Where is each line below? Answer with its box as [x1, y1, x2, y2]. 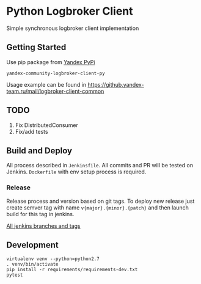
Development [6, 240, 59, 250]
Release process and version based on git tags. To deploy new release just [6, 197, 195, 205]
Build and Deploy [6, 145, 72, 156]
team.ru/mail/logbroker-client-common [6, 87, 104, 95]
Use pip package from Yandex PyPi [6, 58, 95, 65]
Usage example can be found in [6, 81, 87, 88]
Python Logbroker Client [6, 4, 133, 18]
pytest [6, 272, 23, 279]
